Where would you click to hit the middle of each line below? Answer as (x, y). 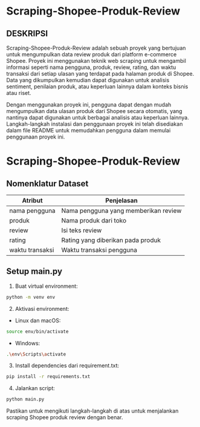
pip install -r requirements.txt (48, 377)
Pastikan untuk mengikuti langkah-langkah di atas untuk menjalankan (92, 411)
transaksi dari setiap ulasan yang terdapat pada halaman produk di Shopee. (100, 73)
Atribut (33, 200)
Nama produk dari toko (94, 220)
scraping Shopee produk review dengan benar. (65, 417)
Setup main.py (34, 271)
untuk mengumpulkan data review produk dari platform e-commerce (92, 54)
